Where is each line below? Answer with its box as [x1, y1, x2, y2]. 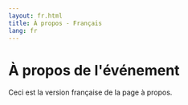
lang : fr [8, 26, 38, 34]
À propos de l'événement [8, 61, 180, 79]
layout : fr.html [8, 11, 63, 20]
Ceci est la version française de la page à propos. [8, 87, 173, 97]
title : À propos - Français [8, 19, 103, 27]
